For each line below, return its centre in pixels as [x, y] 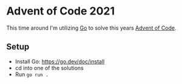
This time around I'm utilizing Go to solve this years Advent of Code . [92, 28]
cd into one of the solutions [49, 68]
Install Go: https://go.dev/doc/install [60, 61]
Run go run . [32, 74]
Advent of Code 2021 [61, 11]
